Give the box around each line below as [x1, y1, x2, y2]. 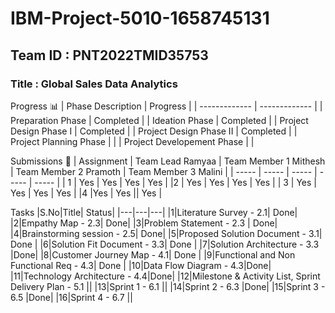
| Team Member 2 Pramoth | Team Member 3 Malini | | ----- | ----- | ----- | [10, 165, 318, 177]
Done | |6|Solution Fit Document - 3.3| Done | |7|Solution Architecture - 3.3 [10, 238, 320, 250]
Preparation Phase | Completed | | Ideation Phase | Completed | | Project [10, 114, 309, 126]
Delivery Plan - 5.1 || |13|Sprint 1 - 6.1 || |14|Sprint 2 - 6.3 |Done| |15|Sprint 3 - [10, 280, 326, 292]
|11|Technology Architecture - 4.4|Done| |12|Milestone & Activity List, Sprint [10, 270, 321, 282]
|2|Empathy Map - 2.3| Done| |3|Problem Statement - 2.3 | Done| [10, 217, 278, 229]
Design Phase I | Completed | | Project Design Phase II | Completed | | [10, 125, 298, 137]
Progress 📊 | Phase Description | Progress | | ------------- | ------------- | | [10, 100, 323, 112]
